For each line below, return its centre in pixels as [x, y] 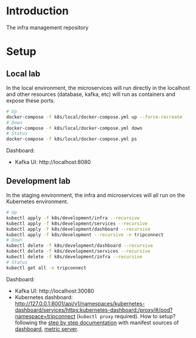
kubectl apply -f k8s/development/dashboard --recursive [78, 229]
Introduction [38, 11]
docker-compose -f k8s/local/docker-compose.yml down [74, 128]
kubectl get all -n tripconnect [46, 268]
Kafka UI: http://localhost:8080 [53, 162]
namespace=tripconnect [45, 316]
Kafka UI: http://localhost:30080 [54, 291]
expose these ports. [31, 100]
